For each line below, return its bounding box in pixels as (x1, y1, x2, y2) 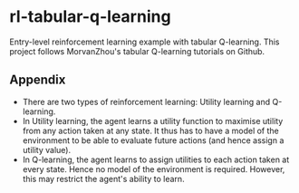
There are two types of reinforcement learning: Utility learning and (22, 96, 271, 107)
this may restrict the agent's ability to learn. (22, 173, 185, 184)
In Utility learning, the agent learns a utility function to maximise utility (22, 115, 284, 126)
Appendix (9, 72, 66, 88)
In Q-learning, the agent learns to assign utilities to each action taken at (22, 154, 290, 165)
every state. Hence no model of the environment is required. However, (22, 163, 285, 174)
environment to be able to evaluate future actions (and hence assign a (22, 134, 285, 146)
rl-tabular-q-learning (9, 6, 171, 27)
